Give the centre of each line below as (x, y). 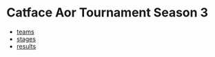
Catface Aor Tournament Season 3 (107, 13)
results (26, 46)
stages (26, 38)
